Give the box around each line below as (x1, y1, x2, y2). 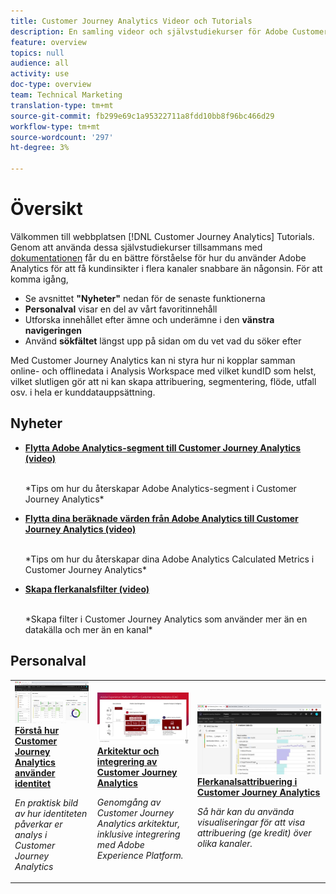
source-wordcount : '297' (10, 132, 114, 142)
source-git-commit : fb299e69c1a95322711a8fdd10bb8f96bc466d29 (10, 111, 275, 121)
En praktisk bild (14, 796, 79, 809)
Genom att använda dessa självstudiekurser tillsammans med (10, 241, 263, 253)
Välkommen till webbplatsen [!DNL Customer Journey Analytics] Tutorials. (10, 230, 315, 242)
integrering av (96, 756, 158, 768)
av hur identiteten (14, 807, 88, 819)
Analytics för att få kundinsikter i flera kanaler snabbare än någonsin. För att (10, 262, 323, 274)
